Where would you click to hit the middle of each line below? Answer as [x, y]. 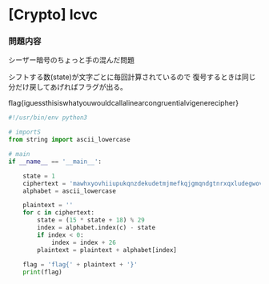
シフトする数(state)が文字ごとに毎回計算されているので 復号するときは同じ [132, 77]
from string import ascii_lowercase [69, 140]
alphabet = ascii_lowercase [69, 191]
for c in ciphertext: [58, 213]
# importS [25, 132]
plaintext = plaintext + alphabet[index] [107, 250]
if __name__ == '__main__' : [55, 162]
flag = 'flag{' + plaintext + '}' [80, 265]
